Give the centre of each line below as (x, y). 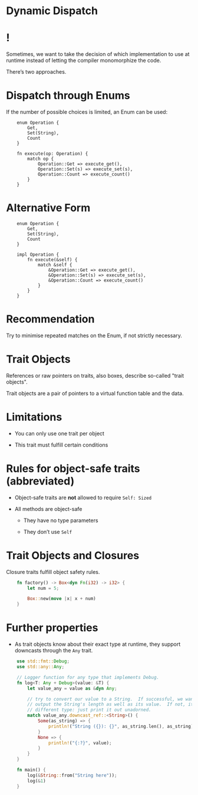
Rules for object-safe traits (73, 469)
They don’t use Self (48, 532)
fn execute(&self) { (52, 260)
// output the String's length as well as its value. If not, (106, 705)
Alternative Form (48, 208)
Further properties (52, 628)
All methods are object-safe (48, 509)
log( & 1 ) (37, 781)
